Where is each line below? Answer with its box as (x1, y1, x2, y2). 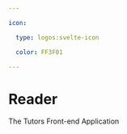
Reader (8, 90, 58, 108)
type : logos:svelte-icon (15, 33, 99, 41)
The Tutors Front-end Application (8, 116, 120, 126)
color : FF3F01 (15, 48, 63, 57)
